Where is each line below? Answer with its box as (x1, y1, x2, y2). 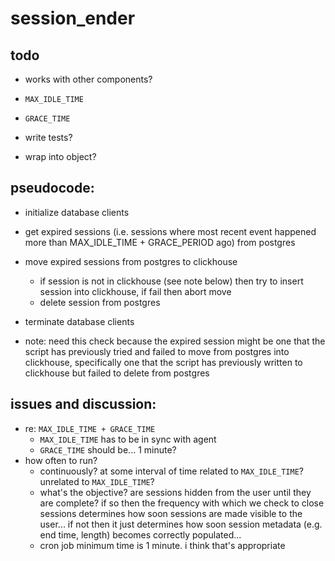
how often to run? (24, 454, 98, 466)
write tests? (24, 132, 73, 143)
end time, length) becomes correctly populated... (39, 528, 242, 541)
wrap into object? (24, 151, 97, 162)
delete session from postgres (39, 296, 161, 308)
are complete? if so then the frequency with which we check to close (39, 497, 325, 509)
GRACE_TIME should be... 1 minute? (39, 443, 177, 456)
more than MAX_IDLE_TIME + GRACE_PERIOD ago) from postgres (24, 236, 296, 248)
